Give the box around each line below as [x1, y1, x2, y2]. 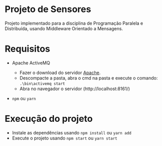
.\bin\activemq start [19, 81, 65, 86]
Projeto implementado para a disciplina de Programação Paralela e [5, 20, 143, 26]
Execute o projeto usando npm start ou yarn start [12, 135, 118, 141]
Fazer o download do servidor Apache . [19, 69, 101, 76]
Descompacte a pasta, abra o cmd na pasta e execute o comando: [19, 75, 158, 81]
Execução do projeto [5, 113, 93, 124]
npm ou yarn [12, 95, 36, 101]
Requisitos [5, 43, 50, 55]
